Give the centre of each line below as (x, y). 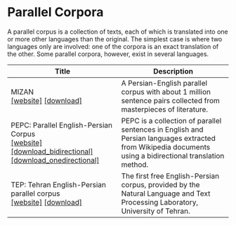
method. (135, 164)
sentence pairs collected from (170, 100)
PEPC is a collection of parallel (171, 121)
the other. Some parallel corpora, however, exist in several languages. (108, 54)
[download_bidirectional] (52, 151)
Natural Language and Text (166, 193)
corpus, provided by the (160, 184)
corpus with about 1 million (166, 92)
